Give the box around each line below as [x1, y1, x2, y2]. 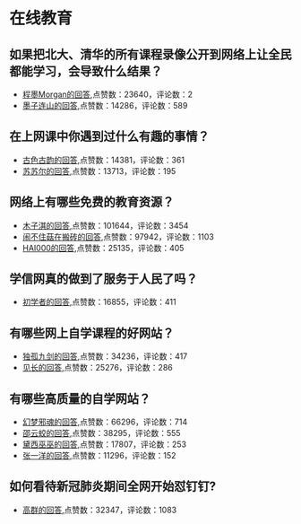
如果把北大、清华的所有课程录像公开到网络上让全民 [9, 47, 292, 62]
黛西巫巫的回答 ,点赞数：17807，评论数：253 [21, 439, 186, 450]
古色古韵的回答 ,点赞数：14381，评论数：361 [21, 154, 185, 165]
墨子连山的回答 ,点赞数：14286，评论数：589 [21, 100, 188, 110]
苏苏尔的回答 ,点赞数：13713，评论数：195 [21, 165, 176, 176]
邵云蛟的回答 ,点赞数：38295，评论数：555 [21, 428, 181, 439]
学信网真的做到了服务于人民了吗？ [9, 271, 198, 287]
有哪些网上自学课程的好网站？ [9, 325, 175, 341]
